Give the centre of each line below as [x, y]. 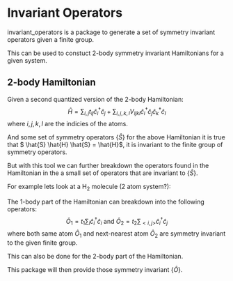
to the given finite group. [42, 243]
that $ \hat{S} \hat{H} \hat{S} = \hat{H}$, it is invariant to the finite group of [115, 145]
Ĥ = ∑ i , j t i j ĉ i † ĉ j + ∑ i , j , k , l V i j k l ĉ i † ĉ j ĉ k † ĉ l [117, 112]
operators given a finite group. [51, 39]
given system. [27, 60]
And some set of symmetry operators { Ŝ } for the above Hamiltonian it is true [116, 137]
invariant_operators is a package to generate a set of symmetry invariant [111, 32]
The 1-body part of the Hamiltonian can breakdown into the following [106, 202]
